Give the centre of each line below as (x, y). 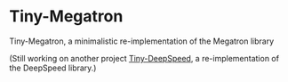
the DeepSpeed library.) (53, 68)
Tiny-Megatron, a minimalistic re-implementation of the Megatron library (142, 41)
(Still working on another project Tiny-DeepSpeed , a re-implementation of (144, 58)
